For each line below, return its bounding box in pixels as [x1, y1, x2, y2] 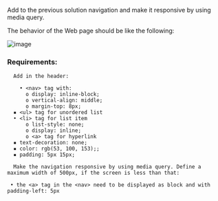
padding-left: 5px [7, 188, 60, 195]
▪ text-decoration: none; [13, 140, 88, 146]
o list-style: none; [25, 121, 85, 128]
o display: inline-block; [25, 91, 100, 98]
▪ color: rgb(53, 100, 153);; [13, 145, 100, 153]
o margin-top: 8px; [25, 103, 81, 110]
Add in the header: [13, 73, 69, 80]
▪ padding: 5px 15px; [13, 151, 76, 158]
